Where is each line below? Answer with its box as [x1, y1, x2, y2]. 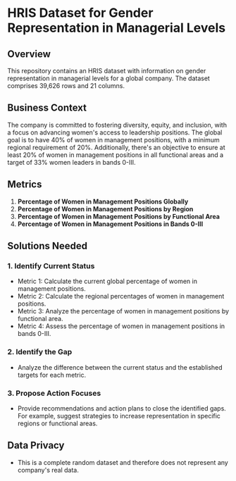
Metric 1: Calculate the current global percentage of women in [17, 277, 197, 286]
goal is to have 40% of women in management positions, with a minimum [7, 135, 220, 144]
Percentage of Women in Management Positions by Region [17, 204, 194, 213]
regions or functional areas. [17, 419, 98, 427]
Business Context [7, 102, 87, 114]
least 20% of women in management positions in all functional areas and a [7, 150, 224, 159]
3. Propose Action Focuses [7, 388, 101, 398]
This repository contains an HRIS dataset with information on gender [7, 67, 206, 75]
